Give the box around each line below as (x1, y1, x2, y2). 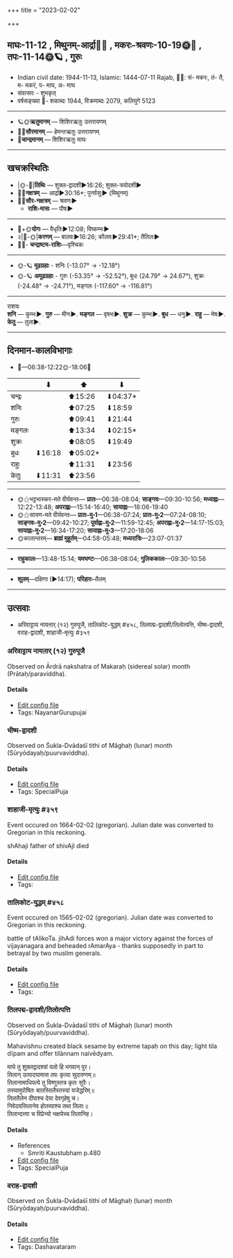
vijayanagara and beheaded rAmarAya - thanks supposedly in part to (7, 942, 204, 950)
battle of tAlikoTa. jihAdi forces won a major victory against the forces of (7, 934, 214, 942)
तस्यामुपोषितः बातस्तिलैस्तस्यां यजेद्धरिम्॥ (7, 1086, 95, 1094)
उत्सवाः (7, 602, 30, 614)
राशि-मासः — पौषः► (27, 204, 74, 213)
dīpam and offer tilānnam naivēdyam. (7, 1049, 114, 1057)
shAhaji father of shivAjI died (7, 841, 89, 850)
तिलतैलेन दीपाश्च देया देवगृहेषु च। (7, 1094, 80, 1102)
